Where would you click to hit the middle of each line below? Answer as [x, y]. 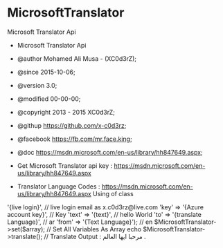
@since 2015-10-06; [46, 72]
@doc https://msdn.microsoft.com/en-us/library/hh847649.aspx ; [110, 152]
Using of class [113, 193]
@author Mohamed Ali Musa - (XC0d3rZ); [77, 58]
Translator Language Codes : [59, 186]
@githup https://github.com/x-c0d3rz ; [72, 125]
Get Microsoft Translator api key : [65, 165]
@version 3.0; [37, 85]
